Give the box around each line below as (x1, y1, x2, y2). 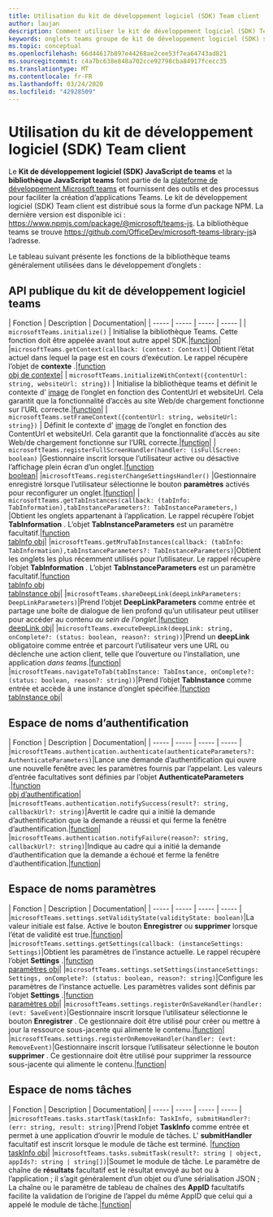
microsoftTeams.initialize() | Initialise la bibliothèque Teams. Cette (8, 327, 238, 337)
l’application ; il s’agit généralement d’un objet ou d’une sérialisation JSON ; (8, 1173, 260, 1184)
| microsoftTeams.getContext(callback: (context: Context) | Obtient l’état (8, 344, 254, 354)
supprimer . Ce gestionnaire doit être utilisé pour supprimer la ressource (8, 1050, 252, 1060)
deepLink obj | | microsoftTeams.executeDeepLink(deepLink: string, (8, 623, 233, 633)
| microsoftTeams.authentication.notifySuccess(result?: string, (8, 798, 230, 808)
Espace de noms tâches (8, 1083, 132, 1097)
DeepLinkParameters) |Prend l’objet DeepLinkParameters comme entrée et (8, 597, 256, 607)
